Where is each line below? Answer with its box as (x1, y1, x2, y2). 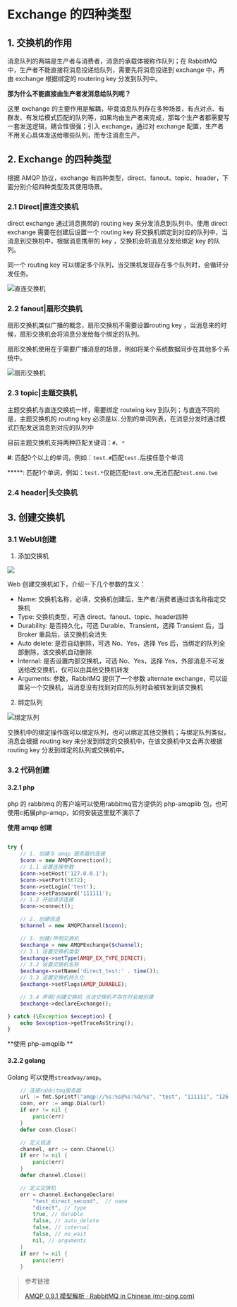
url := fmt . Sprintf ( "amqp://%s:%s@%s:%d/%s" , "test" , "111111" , (20, 1093, 213, 1101)
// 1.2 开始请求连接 (20, 896, 74, 903)
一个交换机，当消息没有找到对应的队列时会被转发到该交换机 (30, 683, 203, 692)
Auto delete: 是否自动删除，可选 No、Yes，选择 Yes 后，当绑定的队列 (17, 639, 220, 648)
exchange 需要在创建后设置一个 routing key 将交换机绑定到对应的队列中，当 (7, 228, 228, 236)
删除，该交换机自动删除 (23, 648, 92, 656)
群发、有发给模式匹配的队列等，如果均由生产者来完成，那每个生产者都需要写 (7, 114, 230, 121)
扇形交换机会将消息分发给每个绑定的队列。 (19, 330, 143, 339)
